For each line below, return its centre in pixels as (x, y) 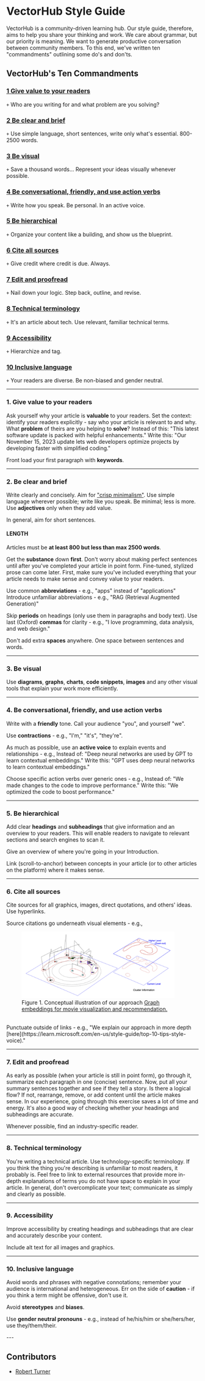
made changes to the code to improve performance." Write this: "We (92, 785)
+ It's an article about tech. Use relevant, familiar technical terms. (88, 322)
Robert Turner (33, 1371)
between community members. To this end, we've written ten (83, 48)
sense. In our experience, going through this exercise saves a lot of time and (102, 1101)
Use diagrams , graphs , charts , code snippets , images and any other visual (102, 682)
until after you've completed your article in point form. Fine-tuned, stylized (100, 566)
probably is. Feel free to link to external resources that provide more (92, 1174)
